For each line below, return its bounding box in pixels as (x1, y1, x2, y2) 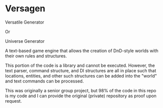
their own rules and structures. (5, 53, 67, 59)
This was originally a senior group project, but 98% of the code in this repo (5, 87, 157, 93)
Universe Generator (5, 38, 45, 44)
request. (5, 98, 22, 104)
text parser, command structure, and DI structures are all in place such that (5, 67, 157, 74)
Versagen (5, 3, 46, 14)
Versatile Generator (5, 19, 45, 25)
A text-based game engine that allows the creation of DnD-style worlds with (5, 48, 159, 54)
